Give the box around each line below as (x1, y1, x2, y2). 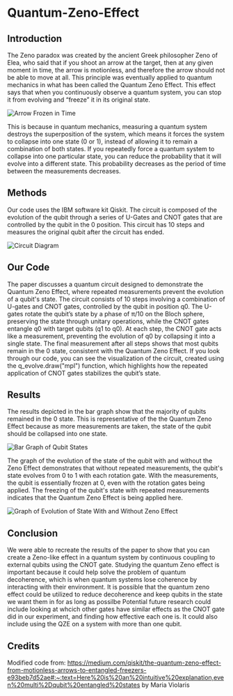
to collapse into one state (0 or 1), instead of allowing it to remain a (7, 137, 198, 146)
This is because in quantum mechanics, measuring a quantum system (7, 123, 207, 130)
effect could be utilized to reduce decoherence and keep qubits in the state (7, 590, 223, 598)
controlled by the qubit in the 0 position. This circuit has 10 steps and (7, 220, 205, 229)
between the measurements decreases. (7, 167, 121, 175)
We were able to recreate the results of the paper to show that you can (7, 546, 210, 555)
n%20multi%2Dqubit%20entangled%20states (7, 681, 140, 689)
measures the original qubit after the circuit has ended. (7, 228, 165, 236)
